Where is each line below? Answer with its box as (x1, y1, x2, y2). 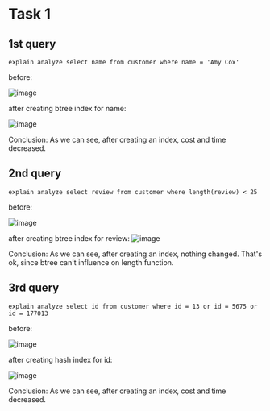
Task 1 (8, 5, 51, 23)
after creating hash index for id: (8, 355, 113, 364)
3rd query (8, 281, 60, 295)
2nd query (8, 167, 62, 181)
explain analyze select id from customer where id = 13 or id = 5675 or (8, 302, 258, 310)
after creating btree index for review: (8, 233, 131, 243)
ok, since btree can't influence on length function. (8, 257, 174, 267)
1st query (8, 37, 56, 51)
